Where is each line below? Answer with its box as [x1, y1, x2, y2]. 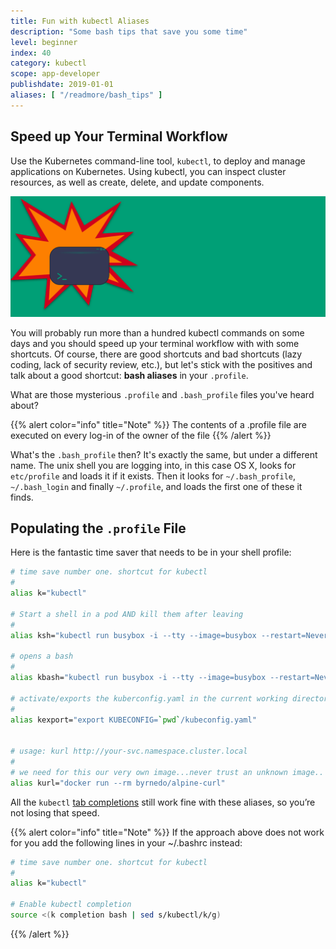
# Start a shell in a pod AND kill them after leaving [10, 609, 244, 619]
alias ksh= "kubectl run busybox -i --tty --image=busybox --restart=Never [10, 630, 329, 640]
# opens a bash [10, 651, 74, 662]
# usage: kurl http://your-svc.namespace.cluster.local [10, 746, 248, 757]
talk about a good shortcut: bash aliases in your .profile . [10, 369, 249, 381]
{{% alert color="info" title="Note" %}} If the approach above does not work [10, 826, 325, 838]
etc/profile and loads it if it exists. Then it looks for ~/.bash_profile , [10, 470, 297, 482]
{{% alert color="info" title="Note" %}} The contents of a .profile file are [10, 418, 307, 430]
